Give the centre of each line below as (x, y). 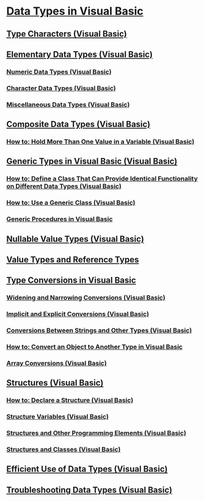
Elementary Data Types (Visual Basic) (79, 54)
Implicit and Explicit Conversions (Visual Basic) (78, 314)
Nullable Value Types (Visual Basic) (75, 239)
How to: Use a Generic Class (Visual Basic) (71, 203)
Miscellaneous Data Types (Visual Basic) (68, 104)
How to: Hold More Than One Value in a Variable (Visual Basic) (100, 142)
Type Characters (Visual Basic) (67, 34)
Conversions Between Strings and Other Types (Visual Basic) (99, 331)
